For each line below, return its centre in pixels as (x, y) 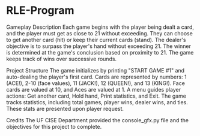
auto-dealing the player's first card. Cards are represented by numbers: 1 (97, 77)
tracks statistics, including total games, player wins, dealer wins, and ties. (97, 102)
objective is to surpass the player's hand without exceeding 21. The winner (98, 46)
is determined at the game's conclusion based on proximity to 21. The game (100, 52)
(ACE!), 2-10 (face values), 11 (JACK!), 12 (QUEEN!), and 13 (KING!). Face (95, 83)
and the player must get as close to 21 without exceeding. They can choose (100, 33)
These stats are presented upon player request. (65, 108)
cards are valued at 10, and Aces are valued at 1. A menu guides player (94, 89)
